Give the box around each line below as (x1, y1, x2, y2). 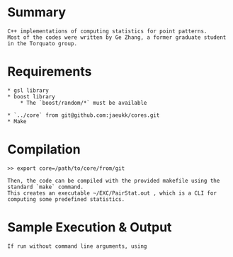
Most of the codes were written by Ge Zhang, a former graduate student (7, 33, 227, 41)
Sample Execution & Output (7, 219, 172, 235)
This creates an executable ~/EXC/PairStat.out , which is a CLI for (7, 189, 217, 197)
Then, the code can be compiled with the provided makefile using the (7, 177, 220, 184)
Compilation (7, 142, 81, 158)
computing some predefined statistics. (7, 195, 125, 202)
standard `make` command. (7, 183, 84, 190)
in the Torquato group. (7, 40, 78, 47)
